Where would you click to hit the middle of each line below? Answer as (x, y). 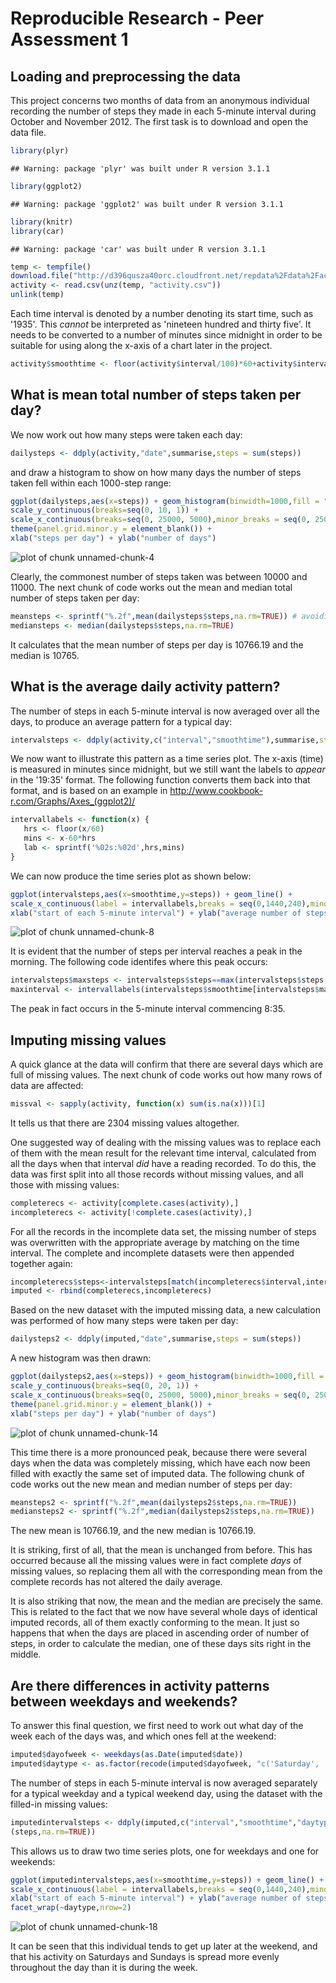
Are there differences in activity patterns (140, 1685)
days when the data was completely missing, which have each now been (160, 1463)
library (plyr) (40, 151)
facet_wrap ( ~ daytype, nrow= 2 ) (71, 1908)
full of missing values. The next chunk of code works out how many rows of (166, 1074)
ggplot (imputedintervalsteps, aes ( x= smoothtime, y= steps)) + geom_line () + (167, 1880)
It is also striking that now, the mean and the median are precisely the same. (167, 1601)
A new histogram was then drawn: (81, 1358)
